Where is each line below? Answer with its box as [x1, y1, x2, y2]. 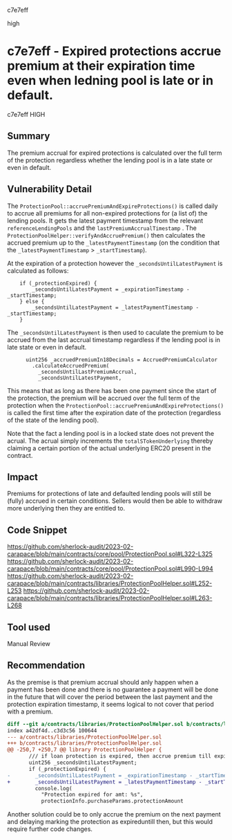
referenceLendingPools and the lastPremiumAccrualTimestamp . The [7, 224, 197, 232]
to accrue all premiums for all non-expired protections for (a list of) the [7, 209, 208, 217]
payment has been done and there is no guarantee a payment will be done [7, 685, 219, 694]
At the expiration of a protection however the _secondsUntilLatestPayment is [7, 259, 223, 267]
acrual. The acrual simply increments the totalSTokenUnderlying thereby [7, 437, 213, 445]
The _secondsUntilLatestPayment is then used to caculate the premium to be [7, 328, 224, 336]
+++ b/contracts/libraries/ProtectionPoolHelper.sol [7, 740, 162, 747]
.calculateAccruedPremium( [32, 362, 110, 369]
